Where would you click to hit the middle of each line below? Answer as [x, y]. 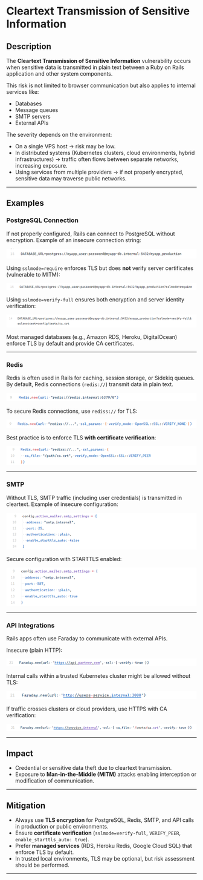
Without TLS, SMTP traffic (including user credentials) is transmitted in [94, 497]
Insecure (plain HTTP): [34, 650]
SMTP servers [33, 117]
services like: [23, 92]
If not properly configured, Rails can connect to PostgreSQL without [91, 234]
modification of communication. [55, 781]
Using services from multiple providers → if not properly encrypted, [99, 172]
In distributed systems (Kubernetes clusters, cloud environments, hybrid [105, 153]
